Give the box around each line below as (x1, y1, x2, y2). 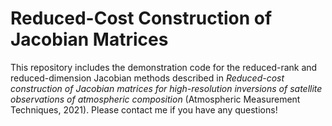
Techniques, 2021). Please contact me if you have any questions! (10, 103, 278, 116)
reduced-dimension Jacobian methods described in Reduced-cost (10, 72, 285, 84)
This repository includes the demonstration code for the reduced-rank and (10, 61, 318, 73)
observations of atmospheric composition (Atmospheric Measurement (10, 93, 301, 105)
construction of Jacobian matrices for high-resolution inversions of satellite (10, 82, 323, 94)
